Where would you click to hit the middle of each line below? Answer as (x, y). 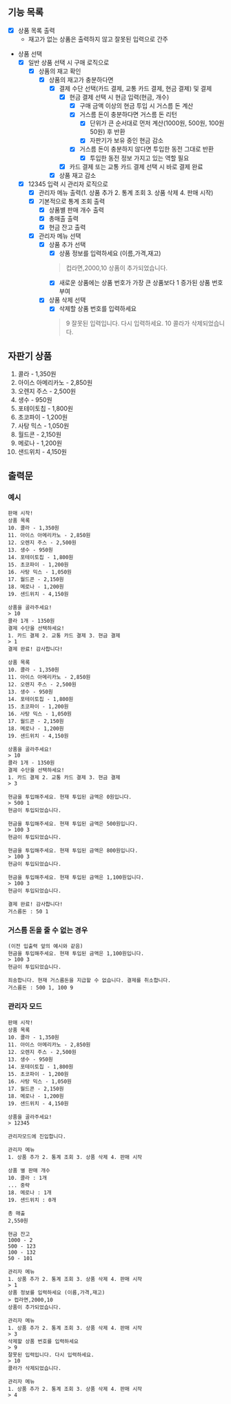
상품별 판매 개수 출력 (76, 210)
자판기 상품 (30, 356)
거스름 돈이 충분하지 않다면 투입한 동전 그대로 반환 (147, 149)
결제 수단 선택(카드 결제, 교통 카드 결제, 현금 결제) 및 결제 (135, 89)
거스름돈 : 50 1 (28, 911)
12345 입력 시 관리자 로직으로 (68, 184)
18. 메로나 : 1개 (30, 1192)
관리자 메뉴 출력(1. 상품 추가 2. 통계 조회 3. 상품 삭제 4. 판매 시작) (126, 192)
